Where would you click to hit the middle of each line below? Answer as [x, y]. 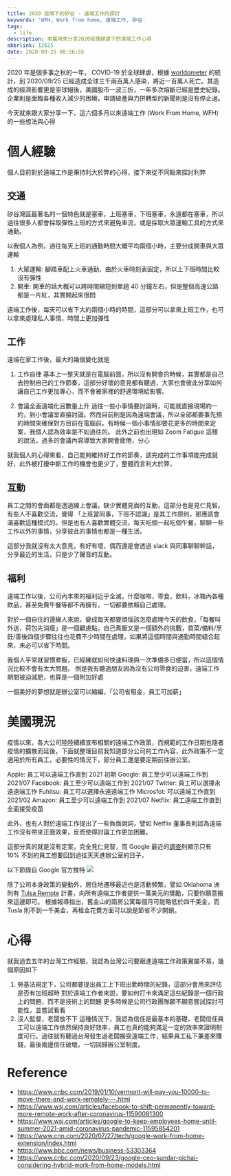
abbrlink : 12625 [30, 45]
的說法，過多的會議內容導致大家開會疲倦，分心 [83, 441]
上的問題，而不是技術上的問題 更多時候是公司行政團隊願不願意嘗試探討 [117, 1001]
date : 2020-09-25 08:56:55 [46, 52]
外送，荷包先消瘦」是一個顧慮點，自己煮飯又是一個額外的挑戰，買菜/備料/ [112, 628]
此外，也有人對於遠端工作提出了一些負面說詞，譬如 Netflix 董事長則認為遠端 [114, 823]
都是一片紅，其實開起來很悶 [56, 295]
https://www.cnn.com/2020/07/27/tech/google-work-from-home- [111, 1135]
